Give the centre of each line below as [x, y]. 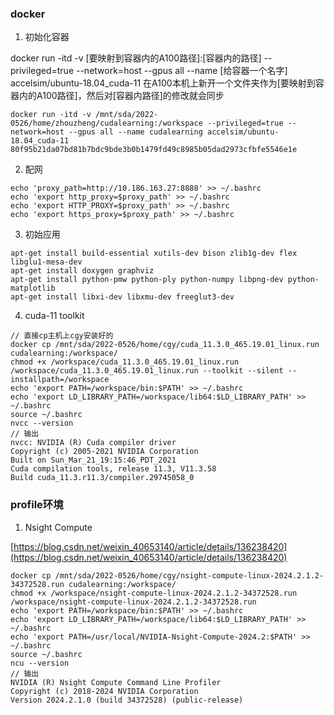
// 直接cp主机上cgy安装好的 [62, 336]
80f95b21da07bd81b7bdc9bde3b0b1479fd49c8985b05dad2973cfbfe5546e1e [154, 150]
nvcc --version [42, 423]
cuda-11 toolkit [54, 316]
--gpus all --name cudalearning [135, 132]
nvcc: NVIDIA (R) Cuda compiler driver [93, 443]
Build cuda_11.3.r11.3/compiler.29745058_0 [102, 478]
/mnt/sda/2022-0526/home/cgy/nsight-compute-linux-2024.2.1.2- [189, 575]
